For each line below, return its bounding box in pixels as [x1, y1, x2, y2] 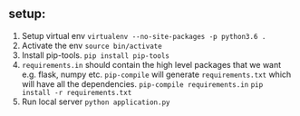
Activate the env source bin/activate [21, 40, 162, 51]
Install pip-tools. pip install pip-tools [21, 49, 169, 61]
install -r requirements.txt [21, 88, 132, 97]
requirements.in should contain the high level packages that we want [21, 59, 282, 70]
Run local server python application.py [21, 96, 170, 107]
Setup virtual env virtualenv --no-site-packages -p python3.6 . [21, 30, 266, 41]
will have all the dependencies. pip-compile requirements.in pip [21, 78, 264, 89]
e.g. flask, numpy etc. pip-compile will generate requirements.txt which [21, 69, 292, 80]
